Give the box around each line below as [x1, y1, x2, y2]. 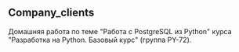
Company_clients [8, 6, 95, 19]
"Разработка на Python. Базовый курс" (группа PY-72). [8, 35, 192, 44]
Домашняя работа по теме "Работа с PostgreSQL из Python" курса [8, 26, 233, 36]
